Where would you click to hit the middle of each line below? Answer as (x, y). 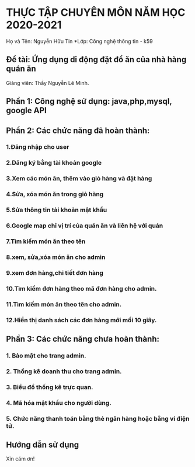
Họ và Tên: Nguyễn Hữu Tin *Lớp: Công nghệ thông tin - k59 (79, 41)
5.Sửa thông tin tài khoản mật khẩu (57, 210)
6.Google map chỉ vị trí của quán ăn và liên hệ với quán (85, 226)
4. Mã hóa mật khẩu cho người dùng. (59, 403)
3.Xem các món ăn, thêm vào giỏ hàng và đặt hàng (79, 179)
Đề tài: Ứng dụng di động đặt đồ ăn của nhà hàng (96, 59)
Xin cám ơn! (20, 459)
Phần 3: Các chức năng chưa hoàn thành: (83, 339)
